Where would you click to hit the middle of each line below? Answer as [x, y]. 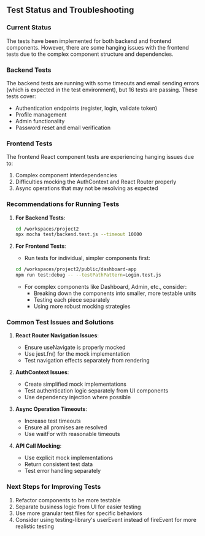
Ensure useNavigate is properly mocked [75, 347]
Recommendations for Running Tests [63, 204]
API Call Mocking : [38, 446]
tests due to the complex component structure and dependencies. [90, 54]
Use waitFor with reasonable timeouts [72, 434]
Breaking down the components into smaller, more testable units [115, 293]
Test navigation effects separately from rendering [87, 361]
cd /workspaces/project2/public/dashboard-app [76, 269]
